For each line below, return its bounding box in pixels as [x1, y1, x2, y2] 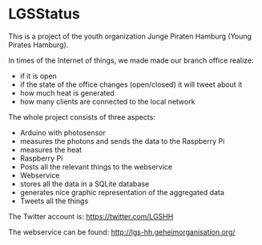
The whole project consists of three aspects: [8, 112, 156, 121]
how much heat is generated [19, 88, 115, 97]
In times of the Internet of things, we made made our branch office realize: [8, 55, 254, 65]
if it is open [19, 71, 58, 80]
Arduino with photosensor [19, 128, 106, 137]
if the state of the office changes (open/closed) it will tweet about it [19, 80, 243, 89]
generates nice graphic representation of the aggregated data [19, 187, 224, 197]
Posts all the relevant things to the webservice [19, 161, 173, 171]
